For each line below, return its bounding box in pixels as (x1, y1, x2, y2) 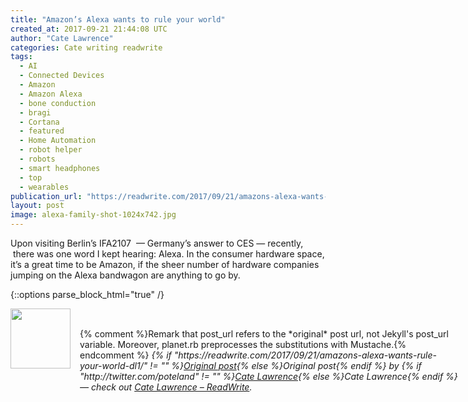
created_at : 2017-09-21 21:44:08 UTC (10, 24, 168, 34)
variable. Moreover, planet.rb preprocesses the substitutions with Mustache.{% (79, 339, 407, 350)
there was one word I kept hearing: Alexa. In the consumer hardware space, (12, 248, 325, 260)
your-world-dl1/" (79, 360, 148, 371)
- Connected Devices (19, 71, 105, 81)
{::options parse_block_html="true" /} (10, 289, 165, 300)
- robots (19, 154, 56, 164)
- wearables (19, 182, 70, 192)
